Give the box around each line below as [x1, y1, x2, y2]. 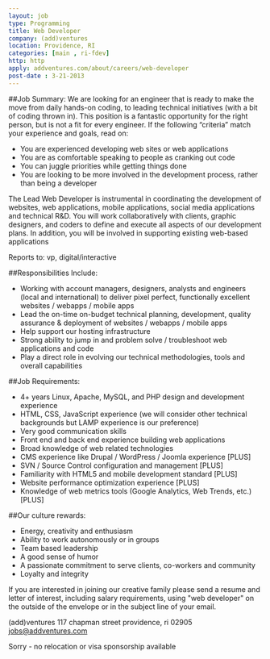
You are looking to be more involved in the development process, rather [19, 169, 258, 179]
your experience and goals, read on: [8, 128, 129, 138]
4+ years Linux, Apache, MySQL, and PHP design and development [19, 392, 245, 402]
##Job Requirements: [8, 376, 81, 386]
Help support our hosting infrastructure [19, 326, 151, 336]
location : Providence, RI [8, 42, 95, 50]
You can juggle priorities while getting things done [19, 161, 187, 170]
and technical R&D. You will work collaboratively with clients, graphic [8, 211, 237, 220]
